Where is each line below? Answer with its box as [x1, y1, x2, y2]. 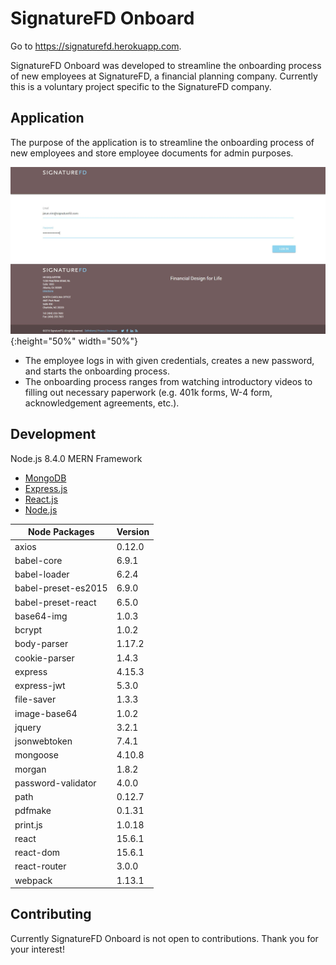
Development [10, 426, 97, 443]
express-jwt [14, 680, 66, 692]
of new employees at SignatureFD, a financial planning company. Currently [10, 70, 318, 82]
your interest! [10, 943, 65, 955]
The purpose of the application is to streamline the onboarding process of [10, 136, 315, 148]
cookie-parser [14, 652, 75, 664]
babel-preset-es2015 [14, 582, 108, 594]
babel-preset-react [14, 596, 97, 608]
